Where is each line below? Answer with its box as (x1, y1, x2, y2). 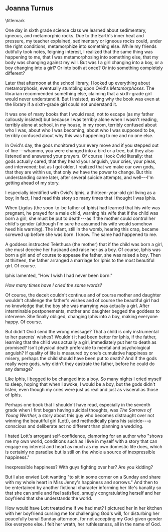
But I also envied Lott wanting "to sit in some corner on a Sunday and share (5, 474, 161, 480)
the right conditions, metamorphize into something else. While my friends (5, 43, 157, 49)
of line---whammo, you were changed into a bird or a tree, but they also (5, 147, 154, 153)
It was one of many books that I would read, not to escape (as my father (5, 111, 154, 117)
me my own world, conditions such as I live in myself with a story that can (5, 438, 157, 444)
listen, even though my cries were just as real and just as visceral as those (5, 386, 158, 392)
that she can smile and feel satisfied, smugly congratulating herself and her (5, 490, 161, 496)
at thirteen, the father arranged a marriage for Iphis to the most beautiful (5, 257, 154, 263)
